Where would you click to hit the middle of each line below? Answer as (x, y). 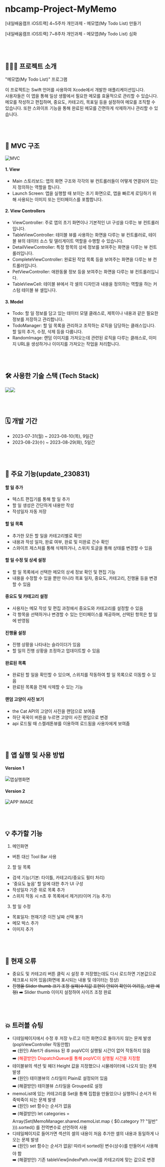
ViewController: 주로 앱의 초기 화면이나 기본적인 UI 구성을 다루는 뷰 (77, 222)
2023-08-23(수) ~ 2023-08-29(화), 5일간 (54, 442)
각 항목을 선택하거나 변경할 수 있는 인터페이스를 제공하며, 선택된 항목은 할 (82, 614)
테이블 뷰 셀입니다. (39, 290)
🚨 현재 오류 (21, 961)
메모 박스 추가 (25, 923)
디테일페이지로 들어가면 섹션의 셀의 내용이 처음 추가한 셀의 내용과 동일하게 (83, 1133)
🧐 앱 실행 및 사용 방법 (35, 755)
